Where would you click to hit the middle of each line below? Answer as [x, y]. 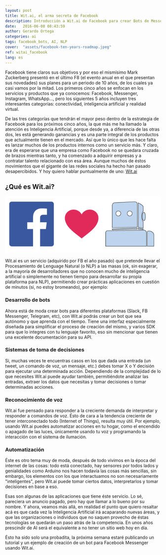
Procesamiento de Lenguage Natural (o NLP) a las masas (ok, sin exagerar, [82, 266]
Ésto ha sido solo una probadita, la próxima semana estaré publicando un [80, 538]
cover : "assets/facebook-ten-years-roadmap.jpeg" [58, 47]
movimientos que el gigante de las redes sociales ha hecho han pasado [78, 166]
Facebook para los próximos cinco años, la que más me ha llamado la [76, 124]
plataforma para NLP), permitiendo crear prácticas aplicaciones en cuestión [82, 282]
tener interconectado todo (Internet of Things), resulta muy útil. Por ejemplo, [83, 421]
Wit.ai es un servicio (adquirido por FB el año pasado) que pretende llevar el [83, 261]
